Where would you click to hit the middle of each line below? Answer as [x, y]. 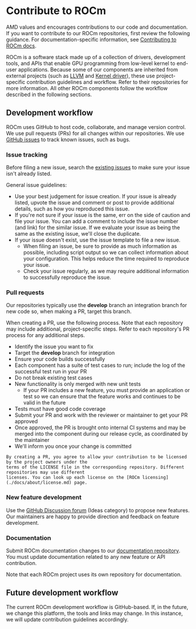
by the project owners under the [47, 462]
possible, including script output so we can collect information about [106, 253]
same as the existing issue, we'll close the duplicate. [78, 234]
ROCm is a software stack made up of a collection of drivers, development [96, 57]
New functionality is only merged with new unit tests [78, 384]
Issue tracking [27, 155]
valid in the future [44, 403]
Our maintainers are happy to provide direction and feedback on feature [93, 516]
